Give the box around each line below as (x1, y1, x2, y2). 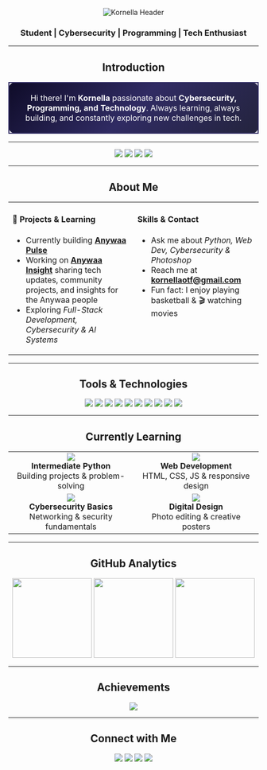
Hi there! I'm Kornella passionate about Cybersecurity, (30, 92, 237, 103)
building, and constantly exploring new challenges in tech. (25, 112, 242, 123)
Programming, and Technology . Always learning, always (26, 103, 241, 114)
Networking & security (29, 511, 113, 523)
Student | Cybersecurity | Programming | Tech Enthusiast (20, 27, 247, 38)
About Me (108, 180, 159, 194)
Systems (25, 334, 58, 345)
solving (56, 480, 85, 492)
